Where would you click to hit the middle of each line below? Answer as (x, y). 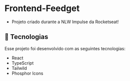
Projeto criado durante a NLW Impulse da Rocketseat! (65, 22)
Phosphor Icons (27, 73)
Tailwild (19, 68)
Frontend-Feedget (42, 8)
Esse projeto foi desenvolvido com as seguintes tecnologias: (65, 48)
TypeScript (23, 63)
